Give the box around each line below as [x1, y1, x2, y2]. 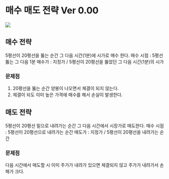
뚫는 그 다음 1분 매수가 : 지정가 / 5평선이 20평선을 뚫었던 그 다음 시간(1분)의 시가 [5, 58, 164, 64]
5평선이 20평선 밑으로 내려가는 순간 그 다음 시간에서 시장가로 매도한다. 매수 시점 [5, 122, 164, 128]
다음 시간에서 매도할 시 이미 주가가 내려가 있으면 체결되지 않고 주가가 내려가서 [5, 162, 159, 168]
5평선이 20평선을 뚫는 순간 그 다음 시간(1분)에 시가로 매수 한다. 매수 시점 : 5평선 [5, 52, 163, 58]
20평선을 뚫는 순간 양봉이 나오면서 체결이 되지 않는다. [12, 85, 119, 92]
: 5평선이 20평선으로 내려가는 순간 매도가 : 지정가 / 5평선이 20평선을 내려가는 [5, 129, 159, 135]
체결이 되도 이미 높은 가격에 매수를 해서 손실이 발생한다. [12, 92, 123, 98]
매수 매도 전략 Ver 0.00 [5, 5, 99, 16]
